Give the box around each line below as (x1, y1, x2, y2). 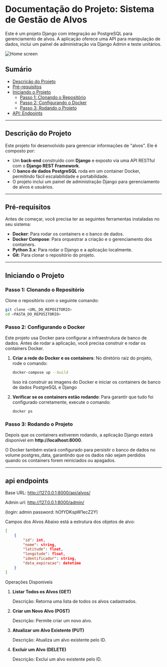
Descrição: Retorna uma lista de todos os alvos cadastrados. (12, 598, 137, 604)
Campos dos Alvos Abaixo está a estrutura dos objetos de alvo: (5, 519, 135, 525)
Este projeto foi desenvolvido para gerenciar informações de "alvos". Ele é (5, 142, 158, 148)
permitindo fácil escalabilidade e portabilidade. (12, 173, 109, 179)
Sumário (5, 65, 32, 74)
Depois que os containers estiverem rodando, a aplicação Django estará (5, 432, 153, 438)
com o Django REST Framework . (12, 163, 81, 169)
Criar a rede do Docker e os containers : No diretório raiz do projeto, (12, 355, 153, 361)
